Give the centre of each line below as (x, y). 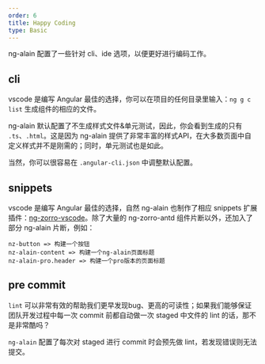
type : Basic (28, 30)
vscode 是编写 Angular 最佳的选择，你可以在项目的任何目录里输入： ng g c (130, 99)
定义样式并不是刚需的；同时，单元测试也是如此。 (88, 146)
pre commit (37, 285)
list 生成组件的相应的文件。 (55, 109)
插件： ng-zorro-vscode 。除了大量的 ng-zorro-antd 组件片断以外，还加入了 (131, 218)
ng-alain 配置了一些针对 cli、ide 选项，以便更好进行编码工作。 (110, 54)
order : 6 (23, 15)
